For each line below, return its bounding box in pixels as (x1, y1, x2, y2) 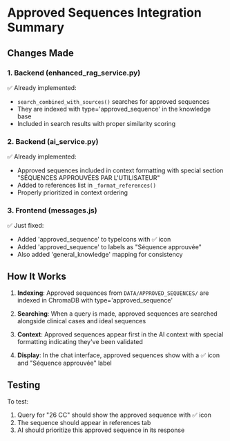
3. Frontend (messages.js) (7, 206, 98, 215)
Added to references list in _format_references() (17, 181, 157, 190)
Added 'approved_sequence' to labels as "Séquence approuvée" (17, 243, 202, 251)
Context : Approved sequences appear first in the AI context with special (17, 330, 224, 339)
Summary (7, 19, 64, 35)
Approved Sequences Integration (7, 5, 202, 21)
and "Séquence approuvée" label (17, 359, 112, 368)
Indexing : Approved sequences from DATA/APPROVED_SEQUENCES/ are (17, 289, 209, 297)
